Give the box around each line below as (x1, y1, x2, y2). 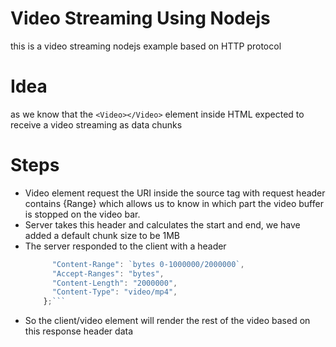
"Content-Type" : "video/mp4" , (51, 287, 178, 297)
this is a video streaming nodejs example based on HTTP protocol (10, 40, 282, 52)
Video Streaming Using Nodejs (10, 7, 271, 30)
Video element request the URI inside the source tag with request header (24, 187, 326, 199)
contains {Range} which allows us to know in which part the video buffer (24, 197, 324, 209)
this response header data (24, 325, 134, 337)
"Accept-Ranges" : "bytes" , (51, 268, 165, 279)
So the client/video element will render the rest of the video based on (24, 315, 311, 327)
